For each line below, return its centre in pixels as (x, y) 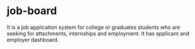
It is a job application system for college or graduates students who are (93, 27)
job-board (32, 11)
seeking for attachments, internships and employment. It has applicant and (98, 33)
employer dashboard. (33, 40)
